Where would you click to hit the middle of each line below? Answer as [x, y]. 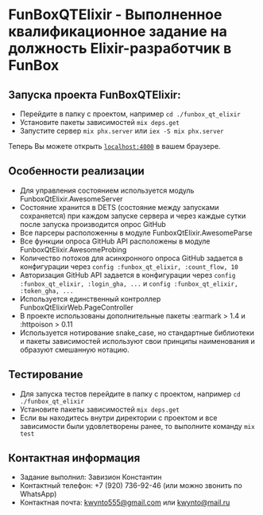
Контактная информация [74, 458]
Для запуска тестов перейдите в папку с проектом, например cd [130, 394]
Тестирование [46, 375]
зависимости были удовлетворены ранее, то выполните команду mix [137, 426]
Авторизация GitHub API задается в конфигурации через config [128, 275]
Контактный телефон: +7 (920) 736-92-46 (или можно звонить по [131, 486]
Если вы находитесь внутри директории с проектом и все [118, 417]
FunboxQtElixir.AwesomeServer [71, 199]
